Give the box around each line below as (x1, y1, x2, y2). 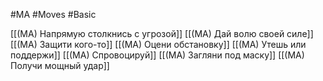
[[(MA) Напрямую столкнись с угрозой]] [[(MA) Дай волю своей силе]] (10, 28, 314, 39)
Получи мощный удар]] (10, 60, 110, 71)
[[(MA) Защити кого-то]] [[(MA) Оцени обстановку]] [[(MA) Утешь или (10, 39, 307, 50)
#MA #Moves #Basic (10, 9, 97, 20)
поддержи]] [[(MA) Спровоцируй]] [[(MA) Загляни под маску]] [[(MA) (10, 49, 305, 61)
